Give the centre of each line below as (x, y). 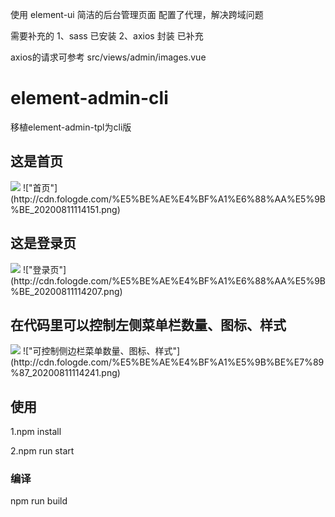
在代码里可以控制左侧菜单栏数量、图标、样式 (148, 324)
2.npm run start (42, 451)
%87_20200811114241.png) (65, 373)
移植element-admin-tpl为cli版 (71, 127)
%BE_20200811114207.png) (66, 291)
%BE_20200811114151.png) (65, 209)
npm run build (39, 501)
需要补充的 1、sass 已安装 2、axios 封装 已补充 (107, 36)
